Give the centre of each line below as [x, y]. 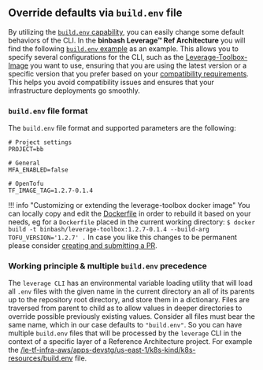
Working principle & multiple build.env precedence [107, 266]
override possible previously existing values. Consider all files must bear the [132, 316]
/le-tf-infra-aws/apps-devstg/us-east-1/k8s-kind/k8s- [108, 350]
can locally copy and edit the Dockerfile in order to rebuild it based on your [130, 214]
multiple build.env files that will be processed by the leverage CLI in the [125, 333]
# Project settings [40, 142]
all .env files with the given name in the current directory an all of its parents [131, 291]
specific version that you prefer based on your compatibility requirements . [129, 73]
